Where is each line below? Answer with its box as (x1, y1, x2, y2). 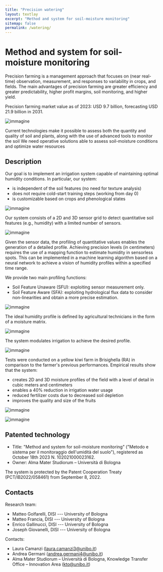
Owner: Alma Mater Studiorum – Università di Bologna (12, 459, 121, 465)
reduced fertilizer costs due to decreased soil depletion (12, 392, 123, 398)
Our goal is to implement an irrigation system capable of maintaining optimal (5, 170, 159, 177)
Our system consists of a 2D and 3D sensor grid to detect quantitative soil (5, 214, 154, 221)
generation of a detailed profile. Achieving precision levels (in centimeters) (5, 244, 155, 250)
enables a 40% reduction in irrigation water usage (12, 387, 113, 393)
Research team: (5, 501, 37, 507)
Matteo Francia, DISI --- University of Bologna (12, 516, 105, 522)
